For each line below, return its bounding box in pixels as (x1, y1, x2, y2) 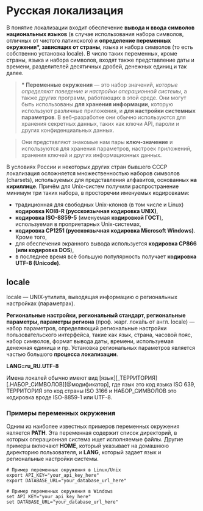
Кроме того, (15, 233, 48, 241)
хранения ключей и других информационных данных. (21, 151, 162, 159)
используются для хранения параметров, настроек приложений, (21, 145, 192, 152)
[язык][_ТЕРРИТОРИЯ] (99, 374, 158, 382)
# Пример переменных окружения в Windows (6, 488, 113, 495)
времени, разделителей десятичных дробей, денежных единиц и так (6, 62, 187, 70)
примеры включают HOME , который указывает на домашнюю (6, 442, 169, 449)
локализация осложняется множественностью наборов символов (6, 169, 180, 177)
